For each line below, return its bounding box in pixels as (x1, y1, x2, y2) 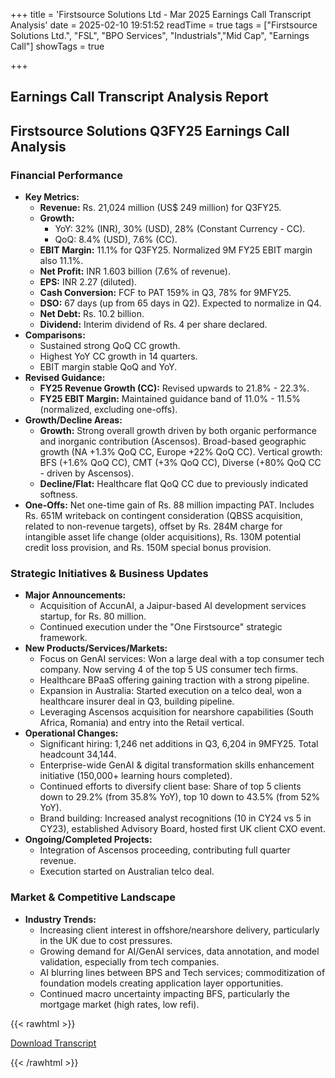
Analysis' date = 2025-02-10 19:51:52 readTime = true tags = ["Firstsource (10, 19, 318, 31)
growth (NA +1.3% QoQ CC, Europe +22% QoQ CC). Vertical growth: (39, 446, 323, 458)
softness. (39, 489, 78, 501)
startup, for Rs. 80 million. (39, 610, 147, 623)
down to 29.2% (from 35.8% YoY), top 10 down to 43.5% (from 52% (39, 791, 321, 803)
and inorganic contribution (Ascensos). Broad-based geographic (39, 435, 307, 448)
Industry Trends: (24, 913, 97, 925)
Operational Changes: (24, 727, 119, 739)
